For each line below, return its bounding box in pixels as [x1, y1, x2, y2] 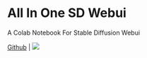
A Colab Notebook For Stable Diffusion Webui [7, 28, 140, 37]
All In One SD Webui [7, 5, 127, 21]
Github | [7, 42, 31, 51]
